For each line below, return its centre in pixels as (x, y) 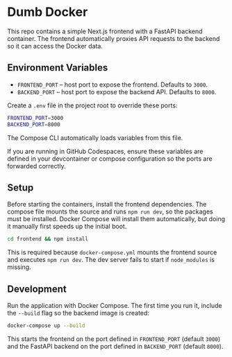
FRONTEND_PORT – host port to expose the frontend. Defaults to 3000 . (113, 85)
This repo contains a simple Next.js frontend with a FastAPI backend (105, 31)
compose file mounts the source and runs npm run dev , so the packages (110, 211)
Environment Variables (58, 68)
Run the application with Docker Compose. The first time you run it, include (115, 305)
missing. (19, 267)
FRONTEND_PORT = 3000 (35, 118)
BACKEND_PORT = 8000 (34, 124)
